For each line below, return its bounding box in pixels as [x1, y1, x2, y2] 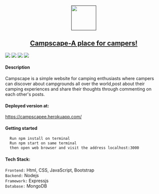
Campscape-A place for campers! [29, 39, 138, 48]
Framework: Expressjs [5, 178, 49, 184]
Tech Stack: [5, 156, 31, 162]
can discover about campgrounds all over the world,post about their [5, 81, 145, 87]
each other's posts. [5, 92, 45, 97]
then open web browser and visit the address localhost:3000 [9, 145, 140, 151]
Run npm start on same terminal [9, 141, 77, 146]
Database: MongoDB [5, 183, 47, 189]
